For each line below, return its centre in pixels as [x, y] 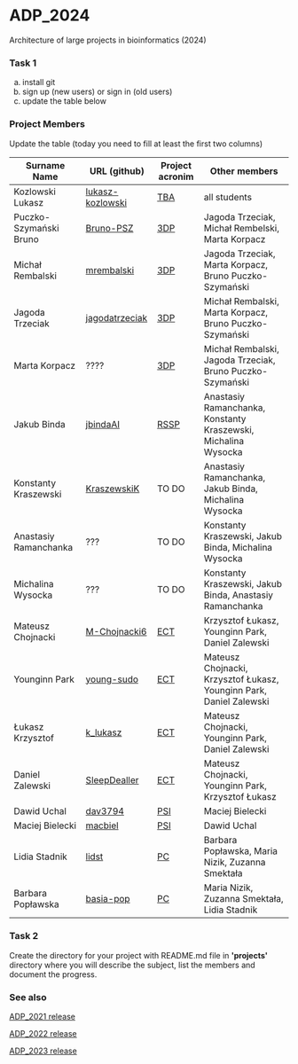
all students [228, 197]
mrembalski [110, 270]
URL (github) [117, 171]
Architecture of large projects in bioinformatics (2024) [108, 40]
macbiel [102, 825]
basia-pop [108, 898]
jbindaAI [102, 424]
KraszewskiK [113, 489]
